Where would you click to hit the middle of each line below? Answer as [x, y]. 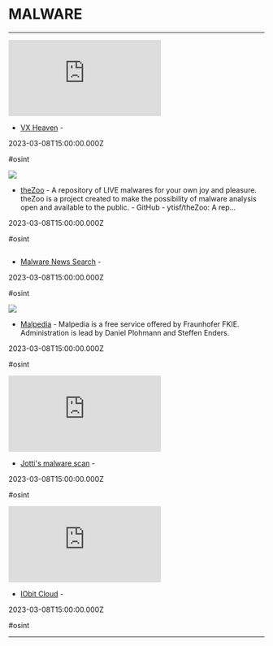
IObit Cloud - [41, 593]
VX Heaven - [41, 128]
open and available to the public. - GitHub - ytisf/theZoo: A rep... [128, 207]
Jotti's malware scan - [58, 463]
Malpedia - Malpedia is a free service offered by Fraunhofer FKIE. [130, 324]
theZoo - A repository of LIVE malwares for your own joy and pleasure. [139, 190]
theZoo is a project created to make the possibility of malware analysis [139, 198]
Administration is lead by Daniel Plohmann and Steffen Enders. [125, 332]
